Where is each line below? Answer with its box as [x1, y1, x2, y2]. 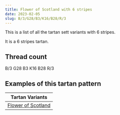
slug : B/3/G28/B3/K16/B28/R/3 [5, 16, 67, 21]
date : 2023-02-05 [5, 12, 40, 16]
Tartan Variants [10, 94, 48, 101]
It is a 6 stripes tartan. [5, 39, 49, 44]
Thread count [5, 53, 47, 61]
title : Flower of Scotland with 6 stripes [5, 7, 92, 12]
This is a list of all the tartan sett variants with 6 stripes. [5, 29, 116, 35]
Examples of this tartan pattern [5, 79, 101, 87]
